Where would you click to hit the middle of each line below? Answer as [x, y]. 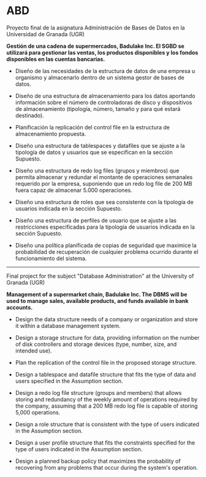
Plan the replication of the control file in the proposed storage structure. [106, 362]
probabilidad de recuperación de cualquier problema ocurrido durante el [107, 251]
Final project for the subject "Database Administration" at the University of [100, 276]
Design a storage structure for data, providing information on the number [107, 337]
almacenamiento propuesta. [51, 134]
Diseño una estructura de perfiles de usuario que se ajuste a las [96, 220]
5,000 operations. [38, 412]
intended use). [33, 351]
